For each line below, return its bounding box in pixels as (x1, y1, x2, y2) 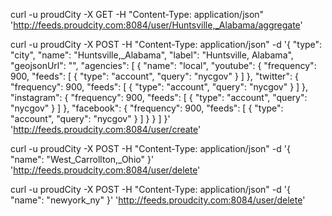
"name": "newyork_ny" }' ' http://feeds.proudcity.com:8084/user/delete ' (10, 194, 306, 206)
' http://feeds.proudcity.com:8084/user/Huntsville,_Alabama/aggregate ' (10, 19, 303, 31)
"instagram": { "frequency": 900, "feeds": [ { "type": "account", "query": (10, 92, 308, 103)
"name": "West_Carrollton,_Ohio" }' (10, 154, 155, 165)
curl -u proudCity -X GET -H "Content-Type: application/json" (10, 9, 265, 20)
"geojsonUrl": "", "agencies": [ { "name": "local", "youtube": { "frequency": (10, 60, 317, 71)
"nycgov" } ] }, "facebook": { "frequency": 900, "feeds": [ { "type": (10, 102, 284, 114)
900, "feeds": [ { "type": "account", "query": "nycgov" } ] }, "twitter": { (10, 70, 299, 82)
